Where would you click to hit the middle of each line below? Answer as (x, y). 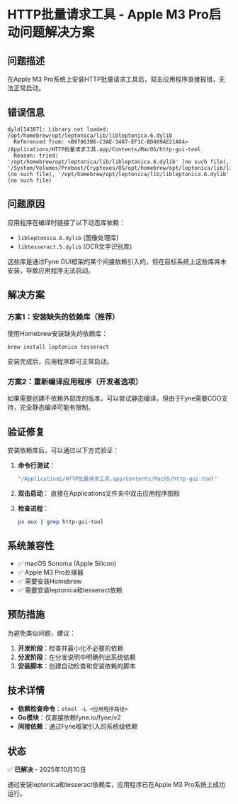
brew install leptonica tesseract (58, 347)
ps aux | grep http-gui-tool (61, 522)
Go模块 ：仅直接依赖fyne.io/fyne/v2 (69, 717)
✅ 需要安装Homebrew (50, 581)
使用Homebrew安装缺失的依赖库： (58, 334)
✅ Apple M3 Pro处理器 (50, 572)
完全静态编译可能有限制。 (57, 407)
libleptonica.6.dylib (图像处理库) (68, 237)
